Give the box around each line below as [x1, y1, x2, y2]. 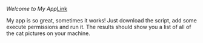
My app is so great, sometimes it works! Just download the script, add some [6, 17, 197, 24]
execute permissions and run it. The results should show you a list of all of [6, 24, 191, 30]
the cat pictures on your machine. [6, 30, 91, 37]
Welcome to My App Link [6, 5, 68, 12]
